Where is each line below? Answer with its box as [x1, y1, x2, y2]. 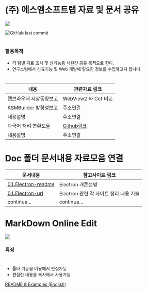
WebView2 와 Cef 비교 [63, 95, 113, 102]
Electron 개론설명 [59, 181, 98, 188]
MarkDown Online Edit [5, 218, 97, 229]
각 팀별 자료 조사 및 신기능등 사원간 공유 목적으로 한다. [12, 60, 114, 66]
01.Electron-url [7, 190, 44, 197]
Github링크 [63, 122, 87, 129]
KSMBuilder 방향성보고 [7, 104, 58, 111]
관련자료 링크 [73, 86, 102, 92]
